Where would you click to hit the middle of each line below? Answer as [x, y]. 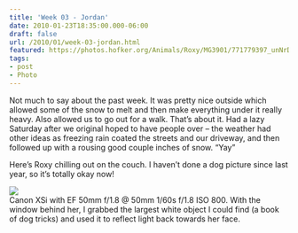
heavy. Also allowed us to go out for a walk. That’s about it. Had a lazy [137, 119]
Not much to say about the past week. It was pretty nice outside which [138, 100]
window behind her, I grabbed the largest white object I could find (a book [144, 209]
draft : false [33, 34]
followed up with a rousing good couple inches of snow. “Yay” [122, 147]
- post [21, 67]
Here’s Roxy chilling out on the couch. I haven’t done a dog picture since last [149, 164]
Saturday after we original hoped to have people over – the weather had [140, 128]
